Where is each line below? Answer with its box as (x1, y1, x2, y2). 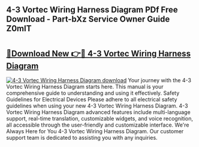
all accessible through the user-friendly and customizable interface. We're (6, 121, 190, 128)
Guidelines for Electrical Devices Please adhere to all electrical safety (6, 96, 177, 103)
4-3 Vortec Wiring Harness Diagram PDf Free (6, 5, 178, 15)
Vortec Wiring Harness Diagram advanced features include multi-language (6, 109, 191, 116)
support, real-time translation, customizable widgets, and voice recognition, (6, 115, 194, 122)
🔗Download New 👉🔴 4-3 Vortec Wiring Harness (6, 48, 191, 59)
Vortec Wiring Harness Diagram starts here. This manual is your (6, 83, 164, 90)
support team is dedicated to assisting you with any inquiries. (6, 134, 158, 141)
